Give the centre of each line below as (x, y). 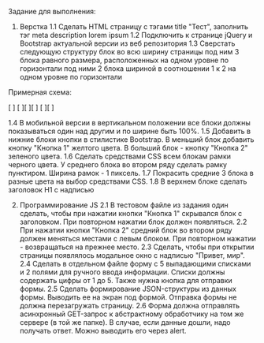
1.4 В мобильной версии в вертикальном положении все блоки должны (129, 123)
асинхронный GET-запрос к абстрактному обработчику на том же (132, 314)
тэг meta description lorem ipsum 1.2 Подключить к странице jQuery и (136, 35)
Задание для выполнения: (52, 11)
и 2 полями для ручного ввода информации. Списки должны (122, 272)
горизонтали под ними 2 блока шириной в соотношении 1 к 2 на (128, 69)
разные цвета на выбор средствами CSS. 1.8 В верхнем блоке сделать (128, 181)
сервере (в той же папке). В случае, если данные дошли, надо (125, 322)
